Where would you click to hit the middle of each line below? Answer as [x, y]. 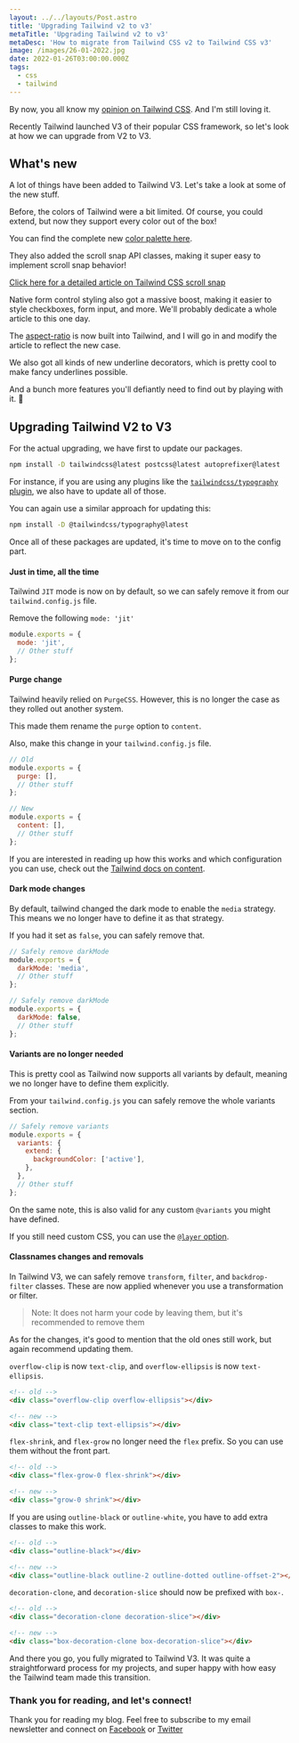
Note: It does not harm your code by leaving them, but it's [137, 1312]
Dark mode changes [48, 889]
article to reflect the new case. [65, 346]
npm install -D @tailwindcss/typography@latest [99, 525]
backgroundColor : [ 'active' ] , [89, 1160]
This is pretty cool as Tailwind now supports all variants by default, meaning [148, 1073]
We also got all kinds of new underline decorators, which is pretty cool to [143, 362]
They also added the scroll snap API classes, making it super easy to [135, 256]
